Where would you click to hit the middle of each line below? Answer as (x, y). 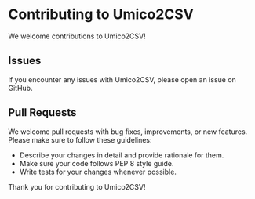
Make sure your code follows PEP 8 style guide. (97, 163)
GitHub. (20, 88)
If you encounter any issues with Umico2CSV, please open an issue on (122, 79)
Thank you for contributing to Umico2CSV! (77, 186)
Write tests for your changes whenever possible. (98, 172)
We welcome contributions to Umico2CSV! (77, 36)
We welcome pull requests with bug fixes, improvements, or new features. (128, 132)
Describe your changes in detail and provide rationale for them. (122, 155)
